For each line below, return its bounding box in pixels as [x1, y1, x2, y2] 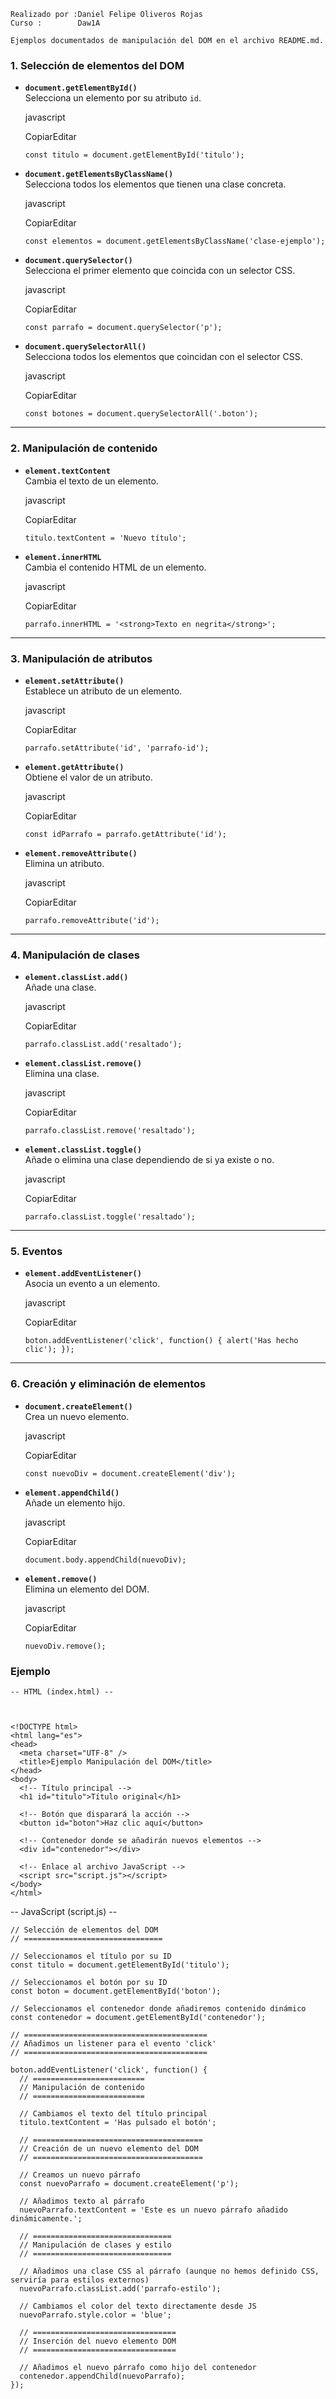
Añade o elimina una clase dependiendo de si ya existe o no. [24, 1154, 275, 1166]
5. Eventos [10, 1245, 63, 1259]
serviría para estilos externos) [10, 2275, 150, 2285]
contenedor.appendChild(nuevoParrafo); [19, 2371, 186, 2382]
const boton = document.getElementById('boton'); [10, 1986, 222, 1997]
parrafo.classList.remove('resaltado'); [24, 1126, 196, 1136]
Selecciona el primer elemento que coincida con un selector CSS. [24, 265, 296, 277]
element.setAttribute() [24, 676, 125, 686]
